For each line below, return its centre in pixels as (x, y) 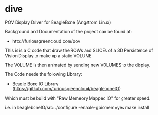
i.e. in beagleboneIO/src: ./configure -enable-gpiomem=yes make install (77, 107)
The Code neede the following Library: (44, 74)
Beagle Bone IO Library (35, 84)
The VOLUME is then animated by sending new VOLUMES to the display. (78, 65)
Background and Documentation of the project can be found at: (69, 31)
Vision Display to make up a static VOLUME (48, 55)
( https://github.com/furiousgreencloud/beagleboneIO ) (66, 88)
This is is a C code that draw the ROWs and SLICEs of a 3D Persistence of (79, 50)
